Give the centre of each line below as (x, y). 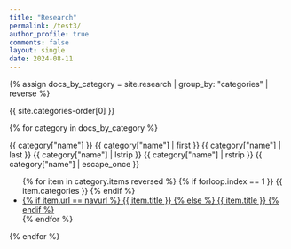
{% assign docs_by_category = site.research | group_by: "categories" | (139, 84)
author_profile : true (49, 34)
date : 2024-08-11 (41, 59)
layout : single (37, 51)
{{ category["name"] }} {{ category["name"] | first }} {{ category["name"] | (145, 145)
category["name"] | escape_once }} (75, 164)
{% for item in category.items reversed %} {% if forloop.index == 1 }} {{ (152, 181)
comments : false (39, 42)
